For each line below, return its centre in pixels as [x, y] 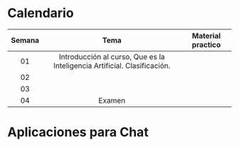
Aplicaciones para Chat [78, 132]
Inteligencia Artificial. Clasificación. [112, 66]
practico [206, 44]
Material [206, 36]
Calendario [41, 13]
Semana [25, 40]
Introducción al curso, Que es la [112, 56]
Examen [112, 100]
